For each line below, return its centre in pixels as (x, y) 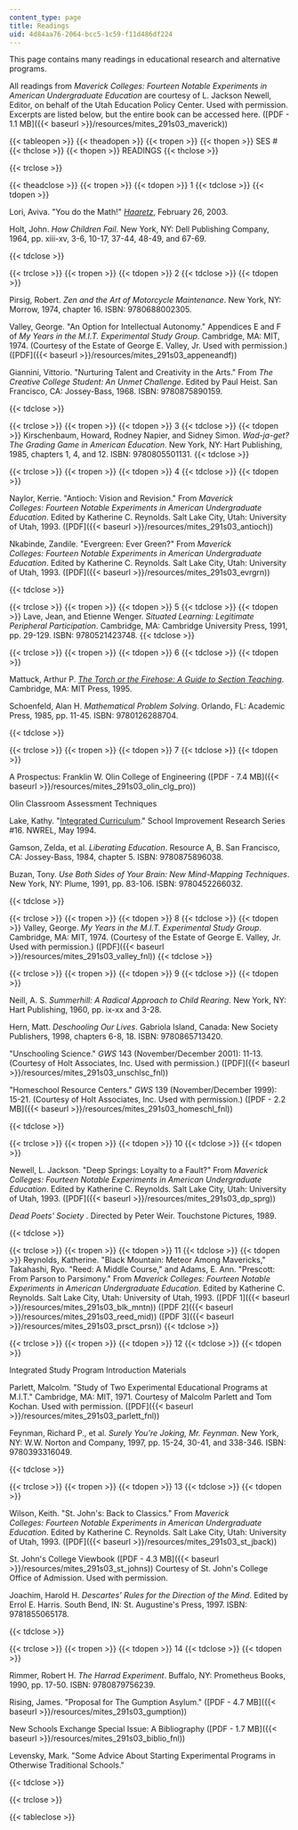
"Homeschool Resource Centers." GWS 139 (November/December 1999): (143, 1090)
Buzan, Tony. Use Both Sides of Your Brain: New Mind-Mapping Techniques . (149, 874)
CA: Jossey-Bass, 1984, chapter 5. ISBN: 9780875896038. (117, 858)
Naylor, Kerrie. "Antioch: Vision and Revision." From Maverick (121, 498)
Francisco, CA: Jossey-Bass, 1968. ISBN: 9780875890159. (116, 391)
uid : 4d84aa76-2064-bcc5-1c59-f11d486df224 (91, 34)
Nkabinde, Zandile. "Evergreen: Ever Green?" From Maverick (121, 544)
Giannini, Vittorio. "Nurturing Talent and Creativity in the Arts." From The (141, 373)
